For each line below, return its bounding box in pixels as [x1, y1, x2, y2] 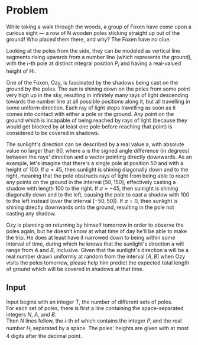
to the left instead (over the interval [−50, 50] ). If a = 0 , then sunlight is [6, 197, 178, 204]
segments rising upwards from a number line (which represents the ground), [6, 53, 192, 60]
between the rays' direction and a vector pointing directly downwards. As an [6, 153, 192, 160]
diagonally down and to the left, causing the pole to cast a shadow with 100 [6, 191, 190, 198]
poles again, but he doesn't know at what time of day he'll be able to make [6, 227, 187, 234]
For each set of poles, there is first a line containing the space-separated [6, 304, 184, 311]
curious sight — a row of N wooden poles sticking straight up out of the [6, 29, 180, 36]
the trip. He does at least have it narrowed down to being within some [6, 234, 176, 241]
